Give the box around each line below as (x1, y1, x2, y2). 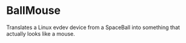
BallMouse (6, 4, 61, 18)
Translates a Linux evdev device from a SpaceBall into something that (6, 24, 181, 31)
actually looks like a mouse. (6, 30, 75, 37)
